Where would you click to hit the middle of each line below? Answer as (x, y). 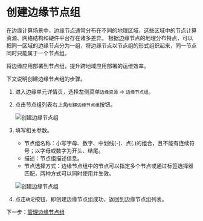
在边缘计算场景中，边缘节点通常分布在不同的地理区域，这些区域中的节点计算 (101, 30)
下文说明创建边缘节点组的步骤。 (46, 79)
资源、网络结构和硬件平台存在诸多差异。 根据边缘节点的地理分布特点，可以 (100, 38)
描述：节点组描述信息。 (53, 158)
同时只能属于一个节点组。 (38, 53)
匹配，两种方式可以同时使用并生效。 (69, 173)
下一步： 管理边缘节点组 (35, 212)
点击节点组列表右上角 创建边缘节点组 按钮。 (65, 104)
